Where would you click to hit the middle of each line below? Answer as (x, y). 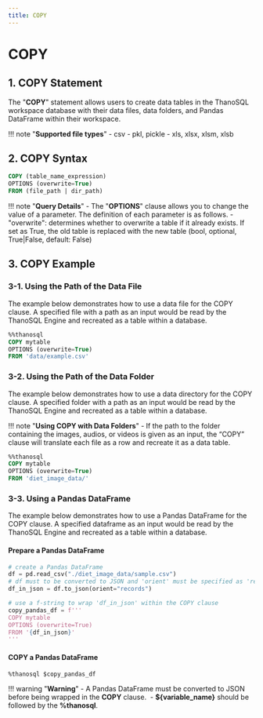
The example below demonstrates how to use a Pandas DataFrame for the (128, 516)
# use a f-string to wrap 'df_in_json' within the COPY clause (113, 603)
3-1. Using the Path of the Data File (75, 286)
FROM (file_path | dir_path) (56, 191)
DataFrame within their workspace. (65, 118)
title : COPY (27, 15)
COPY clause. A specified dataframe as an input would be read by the (121, 524)
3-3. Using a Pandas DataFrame (70, 498)
